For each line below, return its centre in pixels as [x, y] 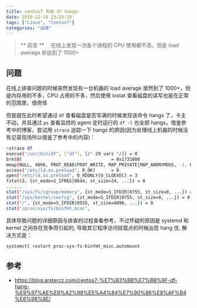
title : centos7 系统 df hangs [42, 11]
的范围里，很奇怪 [27, 103]
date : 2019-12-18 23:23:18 [39, 17]
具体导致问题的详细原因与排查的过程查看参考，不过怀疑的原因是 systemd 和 [97, 220]
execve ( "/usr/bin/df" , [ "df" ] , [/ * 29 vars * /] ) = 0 [72, 154]
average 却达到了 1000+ [50, 53]
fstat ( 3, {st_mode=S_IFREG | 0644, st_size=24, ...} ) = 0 [76, 181]
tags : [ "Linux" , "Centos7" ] [40, 22]
